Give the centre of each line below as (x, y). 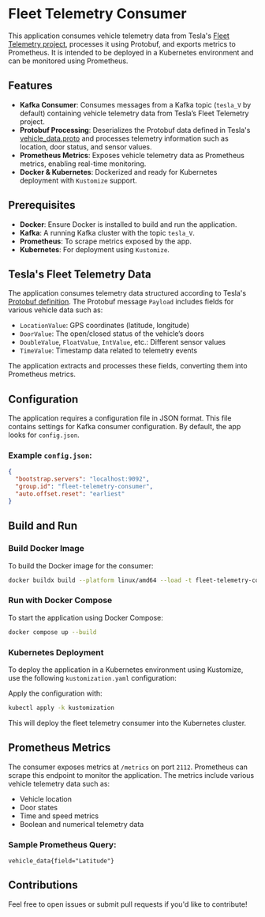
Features (30, 86)
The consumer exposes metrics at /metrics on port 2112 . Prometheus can (128, 767)
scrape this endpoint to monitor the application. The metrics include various (131, 775)
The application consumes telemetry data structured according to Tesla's (127, 293)
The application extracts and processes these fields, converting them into (128, 366)
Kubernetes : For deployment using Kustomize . (94, 249)
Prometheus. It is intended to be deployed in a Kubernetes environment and (131, 52)
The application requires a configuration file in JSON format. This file (120, 418)
